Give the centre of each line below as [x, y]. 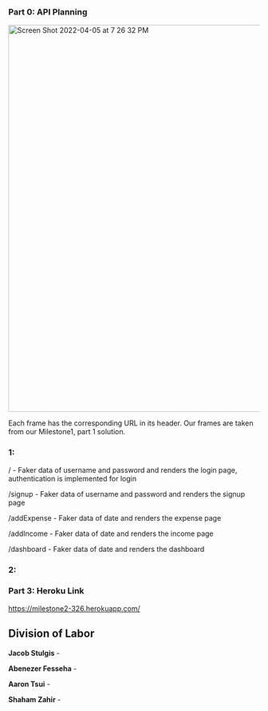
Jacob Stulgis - [34, 653]
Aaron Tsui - [29, 684]
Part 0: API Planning [48, 12]
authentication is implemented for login [73, 478]
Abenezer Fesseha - [43, 668]
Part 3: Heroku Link [46, 591]
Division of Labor [51, 634]
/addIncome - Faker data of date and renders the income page [111, 533]
